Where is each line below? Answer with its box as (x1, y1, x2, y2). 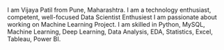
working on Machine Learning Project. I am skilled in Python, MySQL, (7, 21, 205, 28)
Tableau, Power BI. (7, 35, 61, 43)
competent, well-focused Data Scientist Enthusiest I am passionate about (7, 13, 217, 21)
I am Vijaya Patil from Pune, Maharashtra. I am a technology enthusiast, (7, 6, 211, 14)
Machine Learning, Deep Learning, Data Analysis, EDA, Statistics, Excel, (7, 27, 214, 36)
